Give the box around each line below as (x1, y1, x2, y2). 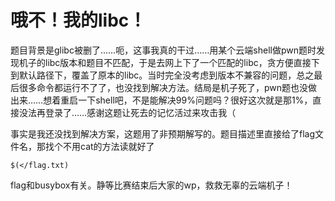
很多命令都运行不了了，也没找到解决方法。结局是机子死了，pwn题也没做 (18, 81, 318, 93)
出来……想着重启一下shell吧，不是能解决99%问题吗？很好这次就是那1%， (10, 94, 313, 106)
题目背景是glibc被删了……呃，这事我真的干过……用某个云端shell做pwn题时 (10, 44, 317, 56)
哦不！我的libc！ (10, 9, 147, 32)
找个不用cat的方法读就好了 (44, 140, 155, 152)
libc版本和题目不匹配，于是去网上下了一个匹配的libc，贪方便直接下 (44, 56, 320, 68)
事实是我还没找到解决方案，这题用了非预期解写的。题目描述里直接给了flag (10, 127, 316, 140)
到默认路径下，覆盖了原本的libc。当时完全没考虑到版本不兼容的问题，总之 (10, 69, 315, 81)
